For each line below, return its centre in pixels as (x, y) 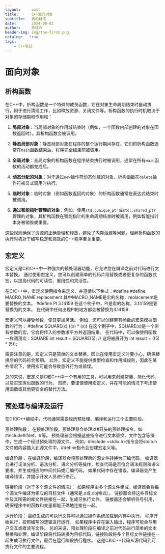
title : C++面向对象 (29, 14)
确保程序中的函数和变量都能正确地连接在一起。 (52, 505)
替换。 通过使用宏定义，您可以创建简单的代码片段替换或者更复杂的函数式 (83, 275)
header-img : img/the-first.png (37, 32)
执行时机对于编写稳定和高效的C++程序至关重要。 (55, 239)
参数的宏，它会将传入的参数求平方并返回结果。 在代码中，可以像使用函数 (83, 332)
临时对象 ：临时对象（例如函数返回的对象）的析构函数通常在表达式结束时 (85, 193)
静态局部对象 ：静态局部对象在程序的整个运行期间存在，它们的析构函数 (83, 143)
